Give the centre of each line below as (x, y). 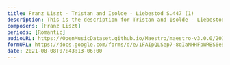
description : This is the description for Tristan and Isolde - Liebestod (116, 20)
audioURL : (21, 39)
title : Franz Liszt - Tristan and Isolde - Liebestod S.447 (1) (101, 13)
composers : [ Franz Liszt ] (44, 26)
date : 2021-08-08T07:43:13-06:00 (55, 51)
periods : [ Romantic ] (37, 32)
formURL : (20, 45)
